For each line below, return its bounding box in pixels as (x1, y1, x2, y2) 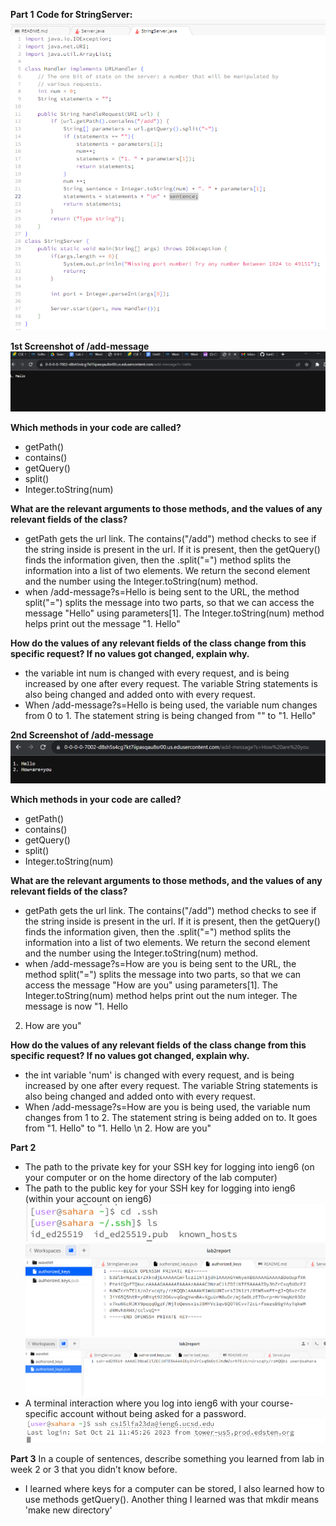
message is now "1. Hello (24, 1000, 129, 1013)
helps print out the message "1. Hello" (24, 618, 181, 630)
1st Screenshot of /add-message (10, 340, 150, 353)
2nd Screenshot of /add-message (10, 729, 154, 741)
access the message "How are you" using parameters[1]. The (24, 979, 279, 991)
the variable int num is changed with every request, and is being (24, 667, 290, 679)
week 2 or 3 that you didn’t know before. (10, 1463, 178, 1475)
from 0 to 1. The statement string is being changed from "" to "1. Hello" (24, 710, 317, 722)
